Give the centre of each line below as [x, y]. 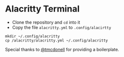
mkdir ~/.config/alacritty [32, 36]
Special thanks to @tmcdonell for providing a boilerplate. [62, 49]
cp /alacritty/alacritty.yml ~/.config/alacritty [57, 40]
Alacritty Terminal [42, 9]
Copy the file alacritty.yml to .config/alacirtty [62, 27]
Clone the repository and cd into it [46, 22]
